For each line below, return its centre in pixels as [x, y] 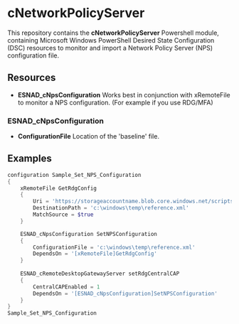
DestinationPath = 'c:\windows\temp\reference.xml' [111, 208]
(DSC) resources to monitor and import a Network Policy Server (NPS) [110, 48]
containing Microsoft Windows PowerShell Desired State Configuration [111, 40]
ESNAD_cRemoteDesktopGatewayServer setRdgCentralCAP [100, 274]
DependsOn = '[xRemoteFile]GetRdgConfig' [95, 254]
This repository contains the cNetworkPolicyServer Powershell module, [113, 33]
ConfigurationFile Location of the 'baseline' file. [89, 136]
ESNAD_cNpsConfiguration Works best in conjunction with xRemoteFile [124, 94]
